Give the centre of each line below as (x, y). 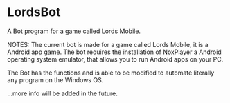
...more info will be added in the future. (62, 93)
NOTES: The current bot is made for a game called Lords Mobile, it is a (108, 44)
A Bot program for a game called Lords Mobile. (74, 31)
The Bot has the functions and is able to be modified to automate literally (111, 73)
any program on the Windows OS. (55, 79)
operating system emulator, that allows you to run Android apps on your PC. (115, 59)
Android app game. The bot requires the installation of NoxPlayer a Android (114, 52)
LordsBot (34, 12)
